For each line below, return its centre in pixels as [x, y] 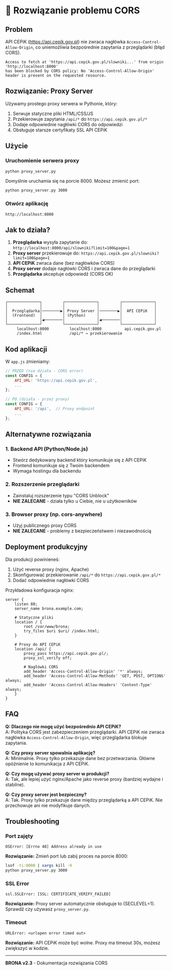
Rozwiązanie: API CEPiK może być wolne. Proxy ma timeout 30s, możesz [83, 943]
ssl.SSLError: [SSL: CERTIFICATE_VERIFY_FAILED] [58, 894]
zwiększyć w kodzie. [27, 948]
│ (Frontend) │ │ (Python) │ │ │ [81, 316]
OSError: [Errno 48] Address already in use [53, 847]
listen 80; [26, 604]
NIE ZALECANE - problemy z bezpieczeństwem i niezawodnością [82, 531]
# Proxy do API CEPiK [37, 644]
